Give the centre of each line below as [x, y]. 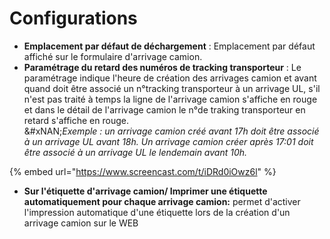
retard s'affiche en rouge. [76, 120]
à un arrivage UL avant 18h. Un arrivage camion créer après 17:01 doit [168, 141]
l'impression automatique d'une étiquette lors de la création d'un [157, 212]
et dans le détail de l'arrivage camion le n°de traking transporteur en [164, 109]
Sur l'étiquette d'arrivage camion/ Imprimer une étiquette [145, 191]
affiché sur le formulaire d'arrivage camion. [113, 56]
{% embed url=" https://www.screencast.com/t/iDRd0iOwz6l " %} [143, 171]
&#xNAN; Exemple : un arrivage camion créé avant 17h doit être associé [171, 131]
